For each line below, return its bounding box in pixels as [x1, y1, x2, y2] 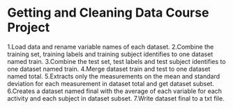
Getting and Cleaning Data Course [7, 5, 209, 21]
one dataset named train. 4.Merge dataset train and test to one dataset [7, 65, 211, 73]
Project [7, 19, 50, 35]
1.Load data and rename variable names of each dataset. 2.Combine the [7, 42, 214, 51]
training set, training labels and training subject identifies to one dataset [7, 50, 213, 58]
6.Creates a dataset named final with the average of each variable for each [7, 87, 222, 95]
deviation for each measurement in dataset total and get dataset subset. [7, 79, 215, 87]
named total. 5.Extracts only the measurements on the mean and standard [7, 72, 220, 81]
